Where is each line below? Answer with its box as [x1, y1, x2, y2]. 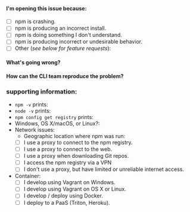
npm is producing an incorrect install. [14, 24, 107, 32]
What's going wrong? [6, 59, 61, 66]
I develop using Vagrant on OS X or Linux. [23, 185, 126, 193]
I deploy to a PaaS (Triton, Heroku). [23, 199, 110, 206]
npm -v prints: [14, 101, 49, 108]
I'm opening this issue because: [6, 5, 87, 12]
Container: [14, 173, 41, 180]
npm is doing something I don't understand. [14, 32, 122, 39]
